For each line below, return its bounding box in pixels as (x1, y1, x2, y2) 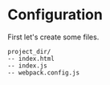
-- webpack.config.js (7, 68, 80, 77)
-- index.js (7, 62, 47, 70)
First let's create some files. (7, 32, 100, 42)
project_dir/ (7, 47, 51, 55)
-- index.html (7, 55, 55, 63)
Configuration (7, 6, 104, 24)
